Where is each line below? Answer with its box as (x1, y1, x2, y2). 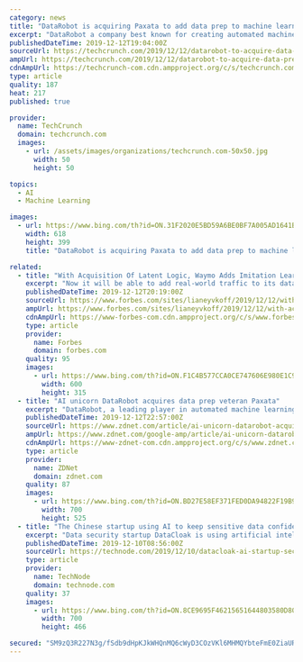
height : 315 (41, 388, 87, 397)
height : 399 (25, 238, 70, 247)
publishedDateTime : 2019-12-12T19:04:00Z (9, 38, 168, 48)
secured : (9, 639, 42, 648)
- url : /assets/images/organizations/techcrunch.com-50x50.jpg (25, 147, 269, 156)
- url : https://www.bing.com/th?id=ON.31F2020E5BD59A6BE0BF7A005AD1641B (17, 222, 297, 231)
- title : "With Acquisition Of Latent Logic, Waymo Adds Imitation (17, 271, 277, 280)
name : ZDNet (32, 463, 78, 473)
